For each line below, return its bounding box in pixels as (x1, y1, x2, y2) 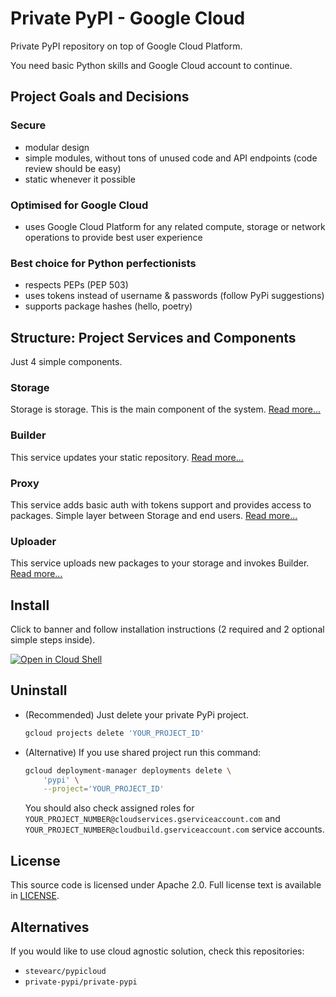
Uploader (10, 534, 57, 548)
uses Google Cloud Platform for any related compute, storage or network (24, 220, 326, 232)
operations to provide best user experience (24, 231, 203, 243)
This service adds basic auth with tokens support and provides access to (10, 498, 312, 511)
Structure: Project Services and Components (10, 329, 297, 346)
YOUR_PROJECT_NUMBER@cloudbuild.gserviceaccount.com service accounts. (24, 823, 325, 836)
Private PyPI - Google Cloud (10, 7, 246, 30)
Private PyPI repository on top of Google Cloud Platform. (10, 40, 243, 52)
